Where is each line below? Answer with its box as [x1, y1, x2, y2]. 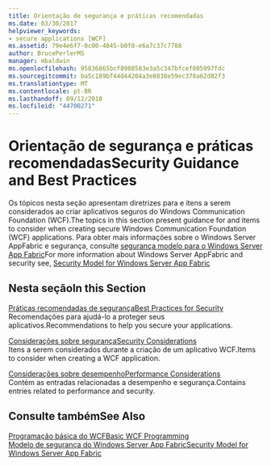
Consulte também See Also [8, 409, 146, 423]
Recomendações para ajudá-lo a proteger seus [8, 311, 165, 321]
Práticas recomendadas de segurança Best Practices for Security [8, 303, 224, 312]
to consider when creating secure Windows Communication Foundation [8, 224, 247, 234]
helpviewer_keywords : [8, 27, 81, 35]
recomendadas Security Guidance [8, 155, 240, 172]
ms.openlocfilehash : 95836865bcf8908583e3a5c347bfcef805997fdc [8, 65, 226, 73]
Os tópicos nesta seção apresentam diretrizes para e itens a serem [8, 198, 231, 208]
